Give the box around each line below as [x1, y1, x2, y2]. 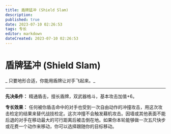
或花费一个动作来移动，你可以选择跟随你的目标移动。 [5, 123, 117, 129]
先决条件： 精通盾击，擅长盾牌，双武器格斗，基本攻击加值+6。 [5, 93, 137, 99]
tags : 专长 [5, 27, 27, 32]
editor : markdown [5, 31, 42, 36]
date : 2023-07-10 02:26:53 [5, 21, 63, 27]
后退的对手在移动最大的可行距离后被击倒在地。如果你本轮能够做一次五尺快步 [5, 117, 166, 123]
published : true [5, 17, 40, 22]
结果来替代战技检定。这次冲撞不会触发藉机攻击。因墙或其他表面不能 [22, 110, 166, 117]
